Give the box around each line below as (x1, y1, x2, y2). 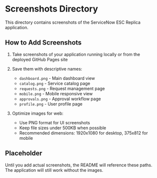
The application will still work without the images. (5, 167, 103, 173)
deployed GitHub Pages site (12, 57, 68, 62)
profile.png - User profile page (19, 101, 83, 107)
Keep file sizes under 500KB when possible (19, 125, 107, 131)
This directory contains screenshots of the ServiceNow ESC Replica (5, 19, 141, 25)
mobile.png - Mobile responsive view (19, 90, 93, 96)
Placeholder (5, 149, 43, 158)
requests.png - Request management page (19, 86, 105, 91)
